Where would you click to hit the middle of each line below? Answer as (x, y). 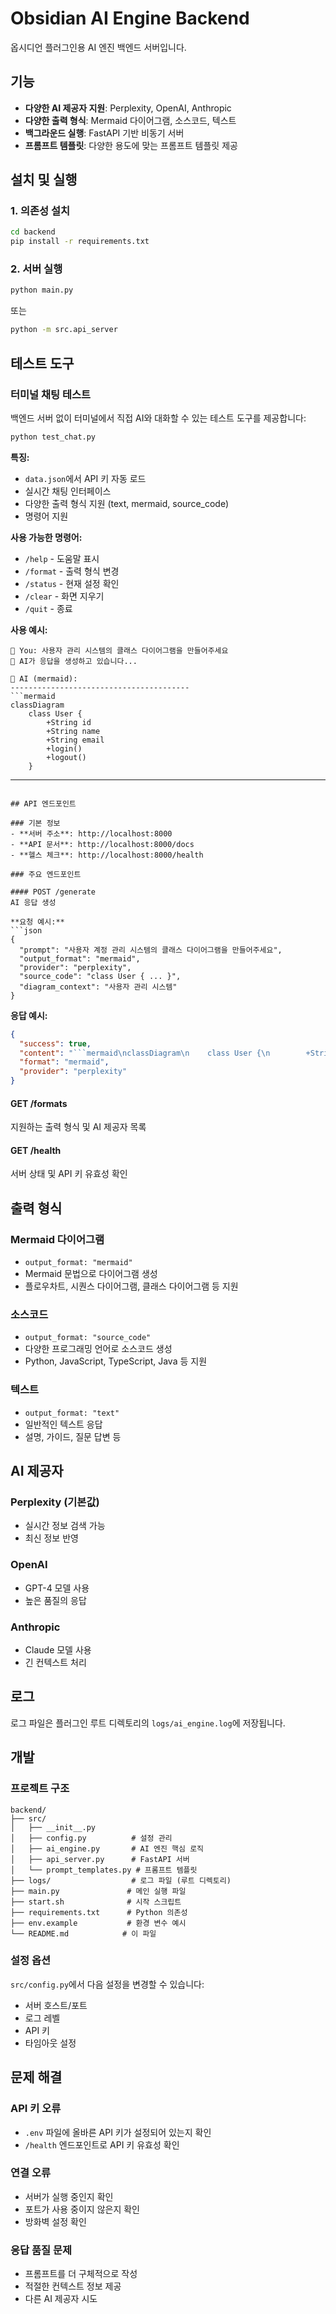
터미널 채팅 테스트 (51, 394)
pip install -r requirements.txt (80, 242)
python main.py (42, 290)
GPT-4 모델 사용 (57, 1588)
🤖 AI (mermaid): (44, 678)
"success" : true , (55, 1043)
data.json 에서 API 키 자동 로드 (85, 478)
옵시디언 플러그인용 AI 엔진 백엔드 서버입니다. (98, 47)
